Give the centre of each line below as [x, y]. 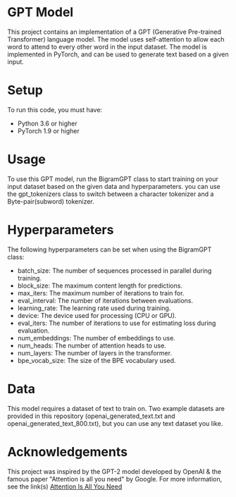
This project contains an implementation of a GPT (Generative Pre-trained [114, 32]
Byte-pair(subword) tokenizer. [51, 201]
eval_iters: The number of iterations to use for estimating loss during [117, 323]
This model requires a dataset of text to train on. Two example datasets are [116, 408]
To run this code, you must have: [55, 109]
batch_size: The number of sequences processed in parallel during [114, 270]
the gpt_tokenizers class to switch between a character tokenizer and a [111, 194]
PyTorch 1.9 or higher [48, 130]
